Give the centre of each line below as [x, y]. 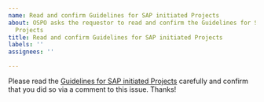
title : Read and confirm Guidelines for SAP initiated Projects [115, 37]
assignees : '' [31, 52]
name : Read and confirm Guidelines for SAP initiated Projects [114, 15]
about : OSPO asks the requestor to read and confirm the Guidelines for [130, 23]
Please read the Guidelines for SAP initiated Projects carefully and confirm [128, 81]
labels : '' [26, 45]
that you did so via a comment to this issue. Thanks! [92, 89]
